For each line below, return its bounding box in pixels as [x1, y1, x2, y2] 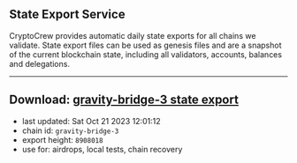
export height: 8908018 [21, 134, 103, 144]
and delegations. [9, 58, 71, 69]
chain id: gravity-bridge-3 [21, 125, 119, 136]
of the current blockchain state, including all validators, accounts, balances [9, 48, 283, 60]
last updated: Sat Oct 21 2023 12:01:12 [21, 115, 161, 126]
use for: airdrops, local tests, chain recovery [21, 144, 183, 154]
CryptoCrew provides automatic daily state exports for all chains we [9, 30, 256, 41]
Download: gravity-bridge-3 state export [9, 93, 239, 107]
